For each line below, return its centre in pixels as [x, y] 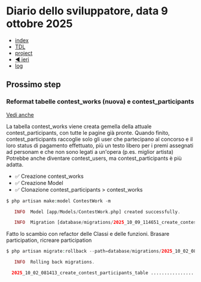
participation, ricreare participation [49, 240]
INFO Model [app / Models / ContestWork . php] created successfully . [97, 212]
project [24, 53]
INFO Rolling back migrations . [54, 262]
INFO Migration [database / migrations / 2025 [69, 223]
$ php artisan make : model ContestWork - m [59, 201]
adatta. [15, 164]
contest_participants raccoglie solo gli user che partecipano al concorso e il [100, 139]
